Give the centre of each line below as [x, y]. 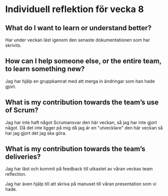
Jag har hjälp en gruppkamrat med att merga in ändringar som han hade [80, 81]
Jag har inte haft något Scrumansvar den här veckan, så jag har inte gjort [81, 122]
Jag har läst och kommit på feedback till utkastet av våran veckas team [79, 169]
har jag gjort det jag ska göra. [36, 133]
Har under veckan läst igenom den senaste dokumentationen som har [78, 40]
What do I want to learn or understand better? [78, 28]
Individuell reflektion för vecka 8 [75, 9]
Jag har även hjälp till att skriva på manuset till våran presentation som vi [81, 184]
